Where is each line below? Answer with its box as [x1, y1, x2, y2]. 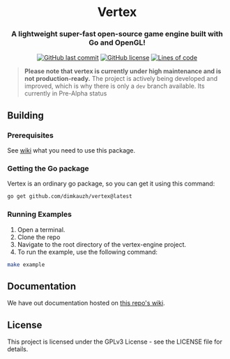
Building [7, 109, 44, 121]
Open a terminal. [17, 225, 66, 234]
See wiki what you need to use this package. [7, 146, 136, 155]
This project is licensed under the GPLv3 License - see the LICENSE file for [7, 337, 223, 346]
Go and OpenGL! [89, 38, 146, 47]
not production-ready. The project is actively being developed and [24, 75, 218, 83]
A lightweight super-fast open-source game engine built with [11, 29, 223, 39]
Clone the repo [17, 233, 61, 241]
